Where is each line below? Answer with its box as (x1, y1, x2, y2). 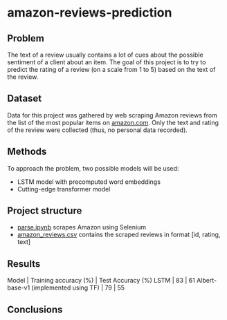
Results (7, 258, 41, 270)
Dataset (7, 93, 42, 104)
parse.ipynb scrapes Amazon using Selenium (17, 223, 147, 232)
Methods (7, 146, 47, 158)
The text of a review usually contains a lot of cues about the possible (7, 50, 203, 59)
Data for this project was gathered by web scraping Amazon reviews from (7, 111, 218, 119)
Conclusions (7, 303, 63, 315)
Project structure (7, 205, 82, 217)
